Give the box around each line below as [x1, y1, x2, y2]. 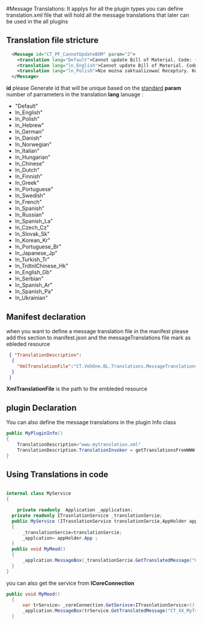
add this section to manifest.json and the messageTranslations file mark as [6, 334, 191, 341]
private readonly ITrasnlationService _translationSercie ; [11, 513, 163, 519]
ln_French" [14, 199, 42, 206]
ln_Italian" [14, 147, 40, 155]
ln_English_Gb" [14, 269, 52, 276]
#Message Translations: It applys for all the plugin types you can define [6, 5, 183, 12]
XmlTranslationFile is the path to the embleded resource [6, 385, 147, 393]
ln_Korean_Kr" [14, 237, 51, 244]
